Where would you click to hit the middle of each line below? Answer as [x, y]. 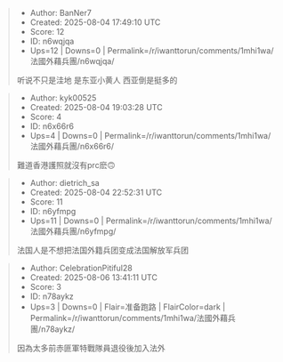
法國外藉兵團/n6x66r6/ [72, 146]
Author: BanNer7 [61, 13]
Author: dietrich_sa [65, 183]
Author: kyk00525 [63, 98]
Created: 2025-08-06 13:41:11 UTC [93, 278]
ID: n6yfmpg [53, 211]
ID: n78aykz [52, 296]
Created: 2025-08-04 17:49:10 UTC [95, 22]
